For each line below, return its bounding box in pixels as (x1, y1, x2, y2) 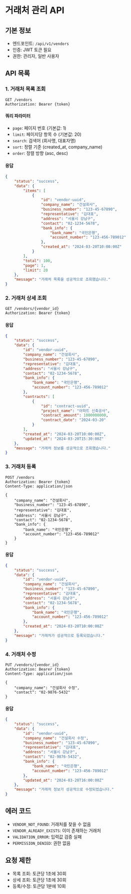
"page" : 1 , (23, 263, 46, 268)
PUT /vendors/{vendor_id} (5, 663, 59, 668)
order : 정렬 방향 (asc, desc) (12, 150, 68, 156)
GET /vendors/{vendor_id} (5, 306, 59, 311)
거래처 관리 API (5, 5, 64, 16)
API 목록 (5, 69, 30, 78)
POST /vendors (5, 475, 35, 480)
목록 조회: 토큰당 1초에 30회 (12, 870, 66, 876)
